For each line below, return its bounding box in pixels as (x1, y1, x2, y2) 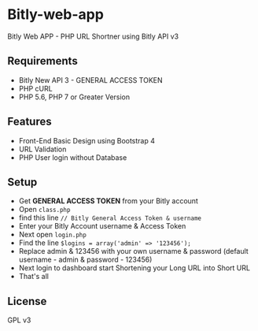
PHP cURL (18, 84, 53, 93)
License (7, 294, 47, 308)
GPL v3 (7, 315, 31, 325)
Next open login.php (18, 230, 87, 240)
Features (7, 115, 52, 128)
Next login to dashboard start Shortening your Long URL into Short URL (18, 263, 251, 273)
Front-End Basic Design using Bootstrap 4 (18, 136, 155, 145)
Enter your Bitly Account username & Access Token (18, 221, 186, 231)
